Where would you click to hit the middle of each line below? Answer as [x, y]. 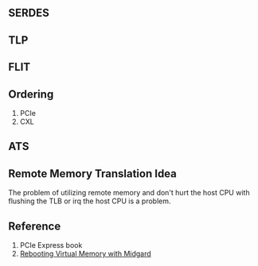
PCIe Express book [51, 245]
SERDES [29, 13]
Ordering [31, 94]
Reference [35, 226]
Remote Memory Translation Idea [93, 173]
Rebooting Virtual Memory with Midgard [85, 254]
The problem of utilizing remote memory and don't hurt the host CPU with [129, 193]
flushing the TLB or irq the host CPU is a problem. [90, 201]
